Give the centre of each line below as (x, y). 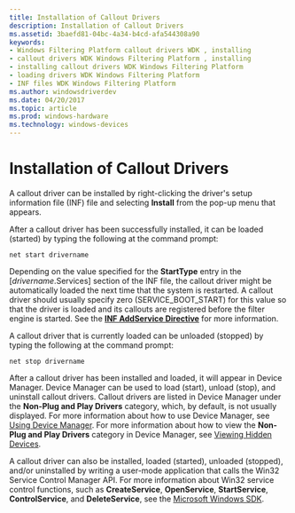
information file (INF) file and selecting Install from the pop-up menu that (143, 202)
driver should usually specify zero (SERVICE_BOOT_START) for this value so (148, 299)
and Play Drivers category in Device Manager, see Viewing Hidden (150, 434)
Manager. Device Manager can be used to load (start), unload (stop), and (143, 387)
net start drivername (49, 255)
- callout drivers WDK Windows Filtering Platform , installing (130, 59)
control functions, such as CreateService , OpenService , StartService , (139, 489)
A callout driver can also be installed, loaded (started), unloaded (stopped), (146, 461)
